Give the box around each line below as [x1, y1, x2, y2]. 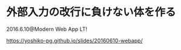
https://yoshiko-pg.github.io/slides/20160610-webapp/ [6, 37, 143, 44]
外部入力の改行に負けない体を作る [6, 5, 177, 19]
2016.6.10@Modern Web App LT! [6, 25, 88, 33]
